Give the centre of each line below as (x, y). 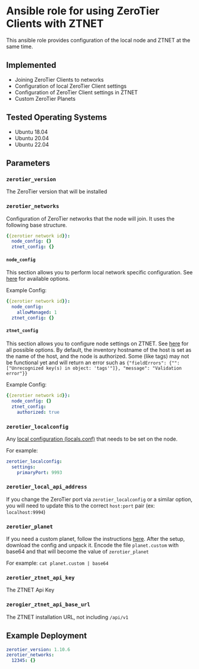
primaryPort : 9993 (40, 472)
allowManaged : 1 (37, 312)
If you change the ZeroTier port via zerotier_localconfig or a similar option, (99, 499)
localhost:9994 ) (26, 512)
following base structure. (37, 225)
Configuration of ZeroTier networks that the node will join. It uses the (91, 218)
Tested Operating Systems (57, 117)
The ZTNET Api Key (30, 590)
